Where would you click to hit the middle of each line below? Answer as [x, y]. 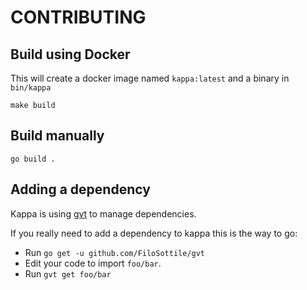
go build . [33, 159]
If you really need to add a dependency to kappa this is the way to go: [154, 233]
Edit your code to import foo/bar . [93, 263]
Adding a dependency [80, 189]
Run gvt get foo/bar [68, 273]
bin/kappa [31, 88]
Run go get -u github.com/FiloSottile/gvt [115, 252]
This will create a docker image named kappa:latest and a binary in [150, 78]
